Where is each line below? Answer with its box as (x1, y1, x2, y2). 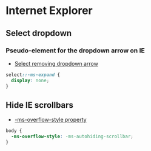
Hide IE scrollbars (5, 100, 74, 110)
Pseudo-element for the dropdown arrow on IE (5, 46, 145, 55)
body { (5, 128, 22, 134)
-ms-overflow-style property (14, 116, 87, 124)
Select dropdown (5, 28, 72, 38)
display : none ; (11, 77, 50, 83)
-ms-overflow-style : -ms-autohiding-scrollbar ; (11, 133, 134, 140)
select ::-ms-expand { (5, 71, 61, 78)
